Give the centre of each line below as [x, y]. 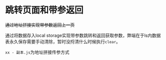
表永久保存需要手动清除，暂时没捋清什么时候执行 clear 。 [63, 41]
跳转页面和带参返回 [44, 10]
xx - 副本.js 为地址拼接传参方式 [37, 52]
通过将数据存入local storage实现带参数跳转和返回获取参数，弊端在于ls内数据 [83, 35]
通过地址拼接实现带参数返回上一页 [40, 25]
